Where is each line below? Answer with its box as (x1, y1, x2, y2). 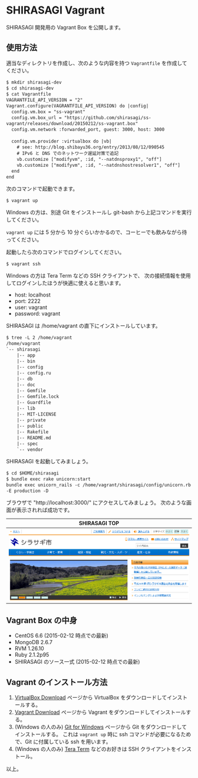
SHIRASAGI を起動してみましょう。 (6, 457, 91, 464)
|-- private (16, 417, 46, 423)
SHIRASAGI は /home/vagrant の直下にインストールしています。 (6, 322, 161, 329)
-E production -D (6, 487, 49, 494)
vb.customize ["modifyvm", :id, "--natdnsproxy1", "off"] (16, 156, 162, 162)
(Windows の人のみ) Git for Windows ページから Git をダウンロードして (14, 723, 187, 731)
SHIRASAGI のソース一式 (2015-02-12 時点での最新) (14, 658, 140, 665)
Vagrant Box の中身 (6, 615, 78, 625)
